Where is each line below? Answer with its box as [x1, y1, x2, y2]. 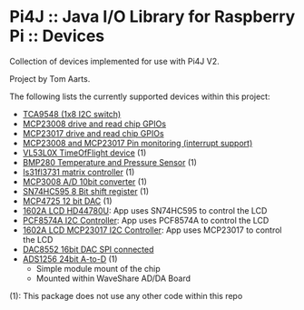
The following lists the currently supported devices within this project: [9, 91, 270, 102]
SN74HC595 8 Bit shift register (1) [22, 185, 150, 196]
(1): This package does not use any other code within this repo [9, 290, 243, 301]
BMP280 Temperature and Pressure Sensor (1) [22, 156, 198, 167]
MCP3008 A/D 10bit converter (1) [22, 175, 147, 187]
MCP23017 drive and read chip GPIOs [22, 127, 165, 138]
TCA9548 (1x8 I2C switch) [22, 108, 122, 119]
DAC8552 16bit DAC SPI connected [22, 244, 154, 255]
